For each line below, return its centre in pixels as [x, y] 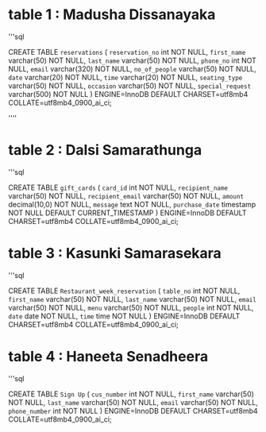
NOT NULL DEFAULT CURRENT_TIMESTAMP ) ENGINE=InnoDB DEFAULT [127, 213]
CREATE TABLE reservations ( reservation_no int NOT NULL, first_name [127, 52]
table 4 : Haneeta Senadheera [108, 357]
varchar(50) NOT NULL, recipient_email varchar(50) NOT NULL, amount [126, 195]
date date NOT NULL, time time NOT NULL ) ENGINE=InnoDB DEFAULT [124, 316]
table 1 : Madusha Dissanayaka [112, 15]
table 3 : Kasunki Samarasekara [115, 254]
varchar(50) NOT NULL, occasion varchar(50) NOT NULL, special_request [130, 86]
